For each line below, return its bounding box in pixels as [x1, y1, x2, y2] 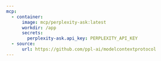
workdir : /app [21, 24, 57, 31]
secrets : [21, 30, 43, 36]
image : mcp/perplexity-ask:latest [21, 19, 107, 25]
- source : [11, 41, 35, 47]
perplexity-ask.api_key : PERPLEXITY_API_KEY [27, 35, 138, 41]
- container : [11, 14, 43, 20]
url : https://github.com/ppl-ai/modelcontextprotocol [21, 46, 157, 52]
